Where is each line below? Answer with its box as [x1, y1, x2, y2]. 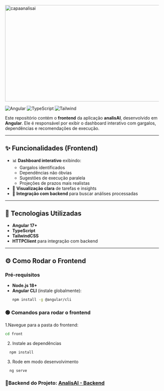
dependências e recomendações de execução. [5, 125, 100, 131]
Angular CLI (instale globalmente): [12, 288, 82, 293]
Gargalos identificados [19, 164, 65, 171]
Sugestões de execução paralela [19, 175, 85, 181]
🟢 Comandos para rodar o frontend [5, 309, 91, 316]
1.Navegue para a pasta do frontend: [5, 322, 79, 328]
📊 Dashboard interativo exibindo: [12, 157, 82, 163]
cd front [5, 332, 23, 337]
